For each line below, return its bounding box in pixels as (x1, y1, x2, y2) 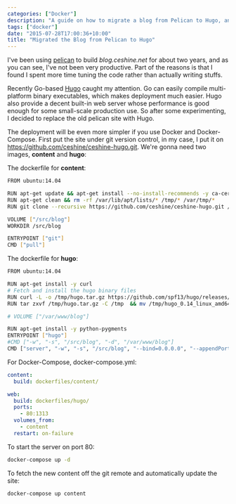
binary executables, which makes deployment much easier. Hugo (32, 92, 223, 101)
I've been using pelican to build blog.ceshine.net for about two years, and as (7, 56, 229, 64)
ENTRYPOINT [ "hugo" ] (7, 332, 68, 340)
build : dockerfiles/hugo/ (13, 397, 90, 404)
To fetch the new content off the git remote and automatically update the (7, 469, 218, 477)
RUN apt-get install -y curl (7, 280, 93, 287)
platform (7, 92, 32, 101)
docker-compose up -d (7, 456, 71, 463)
